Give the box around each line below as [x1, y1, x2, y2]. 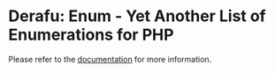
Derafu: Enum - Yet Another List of [8, 6, 266, 26]
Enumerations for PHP [8, 25, 174, 45]
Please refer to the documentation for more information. [8, 54, 212, 64]
